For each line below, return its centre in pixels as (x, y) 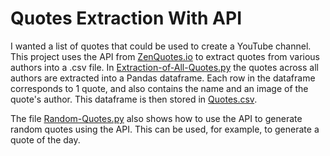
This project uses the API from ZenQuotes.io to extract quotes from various (165, 56)
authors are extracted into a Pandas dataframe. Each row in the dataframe (163, 78)
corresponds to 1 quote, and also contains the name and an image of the (159, 88)
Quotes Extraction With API (126, 18)
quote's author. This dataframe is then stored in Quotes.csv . (134, 99)
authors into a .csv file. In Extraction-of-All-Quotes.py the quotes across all (164, 67)
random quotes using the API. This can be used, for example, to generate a (165, 129)
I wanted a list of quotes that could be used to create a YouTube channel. (161, 46)
